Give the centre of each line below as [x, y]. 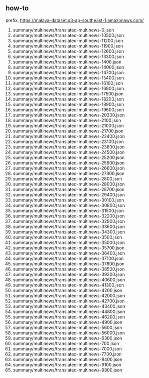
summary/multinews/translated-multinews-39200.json [69, 274]
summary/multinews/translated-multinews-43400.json [69, 306]
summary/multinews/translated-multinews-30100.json [68, 200]
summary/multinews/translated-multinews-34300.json [69, 231]
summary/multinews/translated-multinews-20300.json [69, 115]
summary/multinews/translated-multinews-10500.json [68, 35]
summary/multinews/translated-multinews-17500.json [68, 93]
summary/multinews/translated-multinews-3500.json [68, 237]
